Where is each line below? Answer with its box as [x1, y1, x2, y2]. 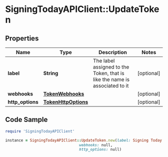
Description [98, 49, 127, 55]
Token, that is [92, 70, 124, 76]
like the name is [92, 76, 130, 83]
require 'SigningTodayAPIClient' [5, 128, 75, 133]
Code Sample [5, 115, 48, 124]
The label [92, 57, 115, 64]
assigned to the [92, 63, 129, 70]
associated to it [92, 82, 129, 89]
